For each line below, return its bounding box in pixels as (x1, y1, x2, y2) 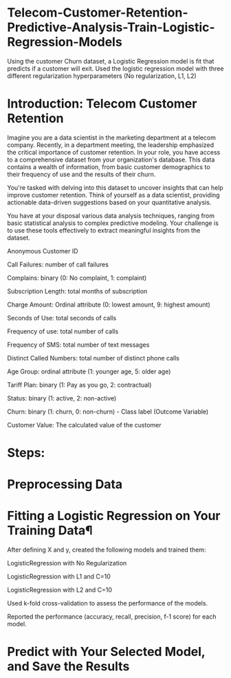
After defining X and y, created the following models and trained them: (7, 545, 206, 554)
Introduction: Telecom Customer (7, 96, 197, 112)
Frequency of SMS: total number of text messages (7, 340, 150, 349)
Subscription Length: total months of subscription (7, 287, 148, 295)
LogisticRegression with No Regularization (7, 559, 127, 568)
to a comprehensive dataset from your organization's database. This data (7, 155, 215, 164)
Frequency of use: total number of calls (7, 327, 119, 336)
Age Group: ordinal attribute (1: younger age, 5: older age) (7, 367, 171, 376)
